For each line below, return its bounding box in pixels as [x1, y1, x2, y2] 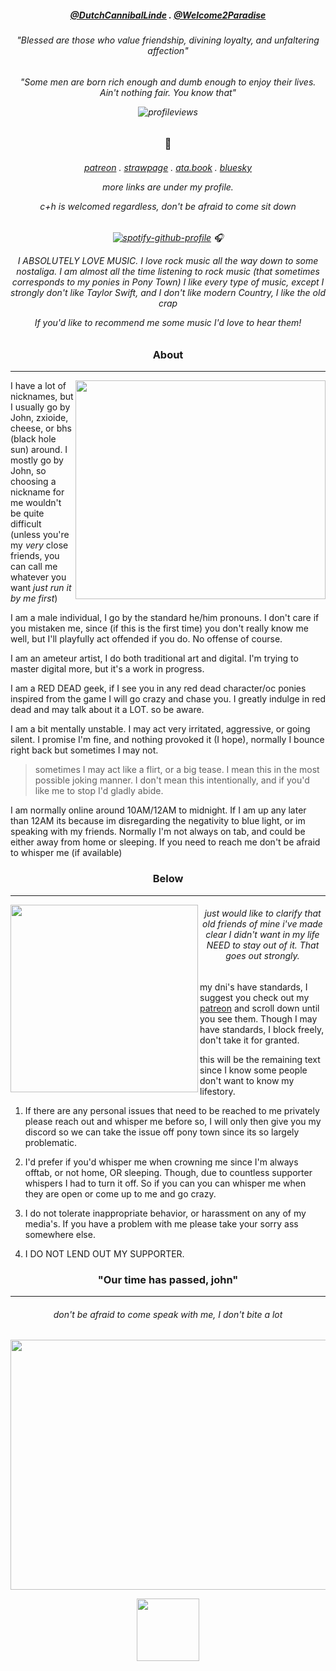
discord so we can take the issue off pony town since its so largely [24, 1126, 300, 1138]
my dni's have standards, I [199, 981, 308, 993]
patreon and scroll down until [199, 1002, 320, 1014]
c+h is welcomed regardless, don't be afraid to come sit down [39, 200, 297, 212]
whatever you [10, 571, 67, 583]
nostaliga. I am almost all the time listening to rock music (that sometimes [16, 266, 320, 278]
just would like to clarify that [204, 907, 322, 920]
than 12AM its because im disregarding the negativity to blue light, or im [10, 815, 306, 827]
